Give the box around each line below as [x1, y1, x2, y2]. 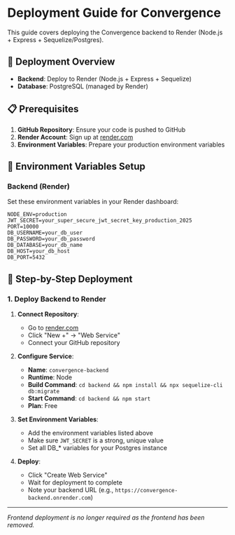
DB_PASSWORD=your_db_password [7, 236, 96, 243]
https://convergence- [115, 487, 178, 494]
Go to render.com [27, 323, 79, 332]
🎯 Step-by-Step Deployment [7, 273, 133, 285]
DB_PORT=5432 [7, 254, 45, 261]
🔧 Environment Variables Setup [7, 160, 145, 172]
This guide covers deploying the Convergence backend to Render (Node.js [7, 28, 223, 36]
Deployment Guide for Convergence [7, 5, 222, 21]
